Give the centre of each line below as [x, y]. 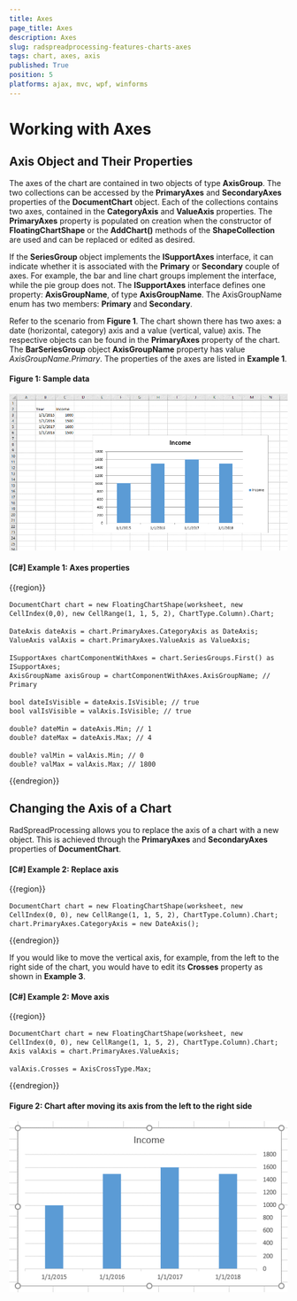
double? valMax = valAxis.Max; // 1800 [83, 765]
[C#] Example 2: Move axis [59, 996]
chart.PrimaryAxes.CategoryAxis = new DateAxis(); [104, 924]
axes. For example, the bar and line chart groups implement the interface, [143, 276]
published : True [39, 66]
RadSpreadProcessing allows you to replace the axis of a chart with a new [144, 830]
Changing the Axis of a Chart [91, 809]
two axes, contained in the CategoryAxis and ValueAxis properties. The [141, 211]
